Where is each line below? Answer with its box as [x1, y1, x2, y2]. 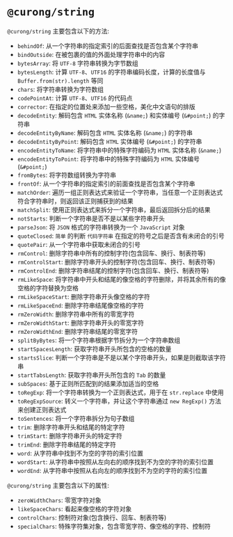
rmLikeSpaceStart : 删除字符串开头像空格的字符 [17, 292, 151, 300]
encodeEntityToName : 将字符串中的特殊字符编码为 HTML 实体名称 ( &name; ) [17, 145, 222, 154]
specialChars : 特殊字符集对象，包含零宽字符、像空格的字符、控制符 [17, 522, 211, 530]
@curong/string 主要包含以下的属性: [7, 481, 110, 489]
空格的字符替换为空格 [17, 284, 79, 292]
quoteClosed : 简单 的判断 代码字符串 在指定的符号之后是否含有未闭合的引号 [17, 232, 225, 240]
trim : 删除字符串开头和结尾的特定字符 [17, 423, 125, 431]
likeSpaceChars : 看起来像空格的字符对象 [17, 504, 132, 513]
